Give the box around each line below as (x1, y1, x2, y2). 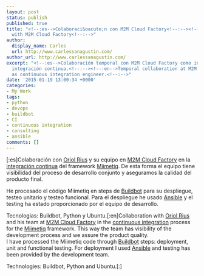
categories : (6, 83, 36, 89)
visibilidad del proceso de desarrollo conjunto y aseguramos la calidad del (6, 169, 192, 176)
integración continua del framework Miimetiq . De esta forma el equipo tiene (6, 162, 195, 169)
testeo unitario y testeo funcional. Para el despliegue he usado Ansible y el (6, 193, 193, 201)
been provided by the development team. (6, 250, 110, 258)
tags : (6, 94, 20, 100)
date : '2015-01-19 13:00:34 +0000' (6, 77, 97, 83)
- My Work (6, 88, 32, 94)
